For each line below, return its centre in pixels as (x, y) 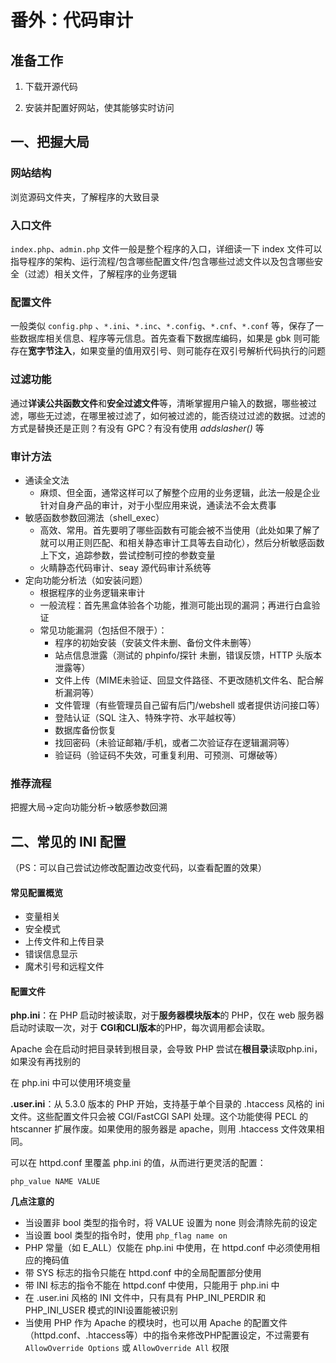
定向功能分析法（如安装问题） (86, 580)
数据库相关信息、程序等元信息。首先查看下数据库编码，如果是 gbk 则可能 (169, 338)
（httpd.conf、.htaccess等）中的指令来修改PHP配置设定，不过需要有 (167, 1335)
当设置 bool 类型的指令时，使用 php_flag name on (126, 1235)
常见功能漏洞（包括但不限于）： (103, 630)
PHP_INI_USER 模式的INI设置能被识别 (101, 1310)
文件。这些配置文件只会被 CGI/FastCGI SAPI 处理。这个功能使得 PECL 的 (159, 1117)
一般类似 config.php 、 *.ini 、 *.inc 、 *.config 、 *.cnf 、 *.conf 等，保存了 (163, 326)
